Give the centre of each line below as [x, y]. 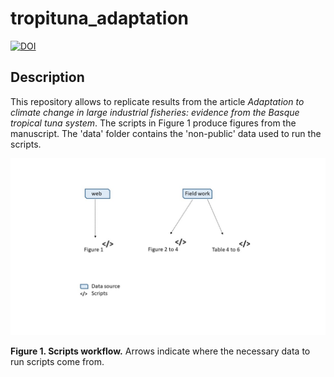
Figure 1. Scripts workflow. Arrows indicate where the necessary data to [160, 351]
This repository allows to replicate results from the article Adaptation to [157, 101]
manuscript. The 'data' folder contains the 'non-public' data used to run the [166, 133]
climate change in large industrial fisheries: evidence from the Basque [155, 112]
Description [47, 77]
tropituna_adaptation [99, 18]
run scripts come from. [57, 362]
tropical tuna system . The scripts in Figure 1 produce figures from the [153, 123]
